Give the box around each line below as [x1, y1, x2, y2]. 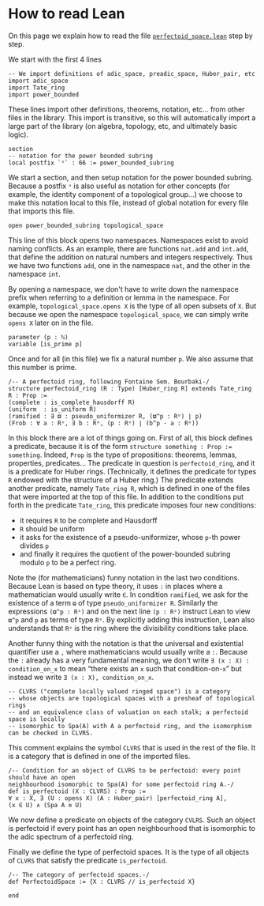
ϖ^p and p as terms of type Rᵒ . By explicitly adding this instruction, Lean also [8, 614, 255, 625]
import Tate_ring [8, 84, 65, 92]
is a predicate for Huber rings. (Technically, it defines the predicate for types [8, 466, 257, 476]
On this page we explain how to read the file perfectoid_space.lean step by [8, 31, 254, 40]
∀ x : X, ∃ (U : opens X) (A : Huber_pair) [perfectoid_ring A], [8, 794, 227, 802]
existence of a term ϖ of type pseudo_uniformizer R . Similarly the [8, 598, 218, 607]
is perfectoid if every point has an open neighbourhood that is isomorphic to [8, 823, 256, 832]
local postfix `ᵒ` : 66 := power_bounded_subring [8, 159, 175, 167]
